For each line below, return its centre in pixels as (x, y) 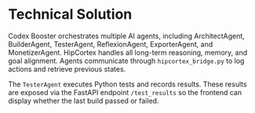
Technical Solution (70, 14)
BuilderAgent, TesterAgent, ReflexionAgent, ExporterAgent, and (111, 44)
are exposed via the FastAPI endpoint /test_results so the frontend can (125, 92)
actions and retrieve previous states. (67, 69)
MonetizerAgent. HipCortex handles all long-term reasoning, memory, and (128, 52)
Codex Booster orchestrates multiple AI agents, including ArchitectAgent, (126, 36)
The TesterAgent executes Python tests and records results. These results (127, 84)
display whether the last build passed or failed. (84, 101)
